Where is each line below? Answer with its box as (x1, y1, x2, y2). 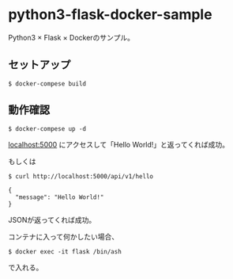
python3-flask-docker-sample (8, 6, 212, 24)
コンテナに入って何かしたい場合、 (8, 231, 119, 241)
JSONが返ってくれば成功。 (8, 215, 96, 224)
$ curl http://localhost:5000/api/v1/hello (8, 172, 154, 180)
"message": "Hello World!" (15, 193, 104, 201)
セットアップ (8, 58, 71, 72)
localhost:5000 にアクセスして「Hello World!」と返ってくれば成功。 (8, 139, 229, 149)
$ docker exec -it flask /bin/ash (8, 247, 122, 255)
